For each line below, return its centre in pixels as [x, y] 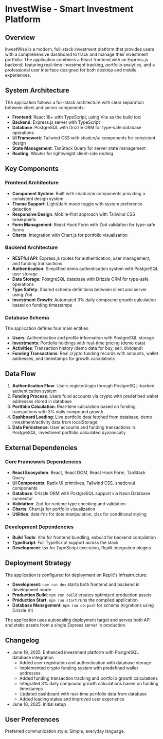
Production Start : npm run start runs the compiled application [75, 600]
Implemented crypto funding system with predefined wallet [79, 668]
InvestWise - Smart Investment [69, 9]
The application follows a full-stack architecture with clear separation [75, 102]
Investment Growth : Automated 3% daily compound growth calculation [84, 300]
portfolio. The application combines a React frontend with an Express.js [77, 59]
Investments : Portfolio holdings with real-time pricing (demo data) [79, 343]
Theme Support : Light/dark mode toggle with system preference [77, 203]
